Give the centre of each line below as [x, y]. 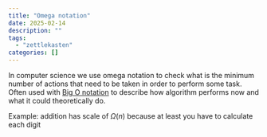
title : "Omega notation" [49, 16]
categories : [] [33, 53]
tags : [17, 38]
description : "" [35, 30]
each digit [25, 125]
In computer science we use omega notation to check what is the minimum [132, 75]
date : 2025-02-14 [37, 23]
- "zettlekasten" [44, 45]
